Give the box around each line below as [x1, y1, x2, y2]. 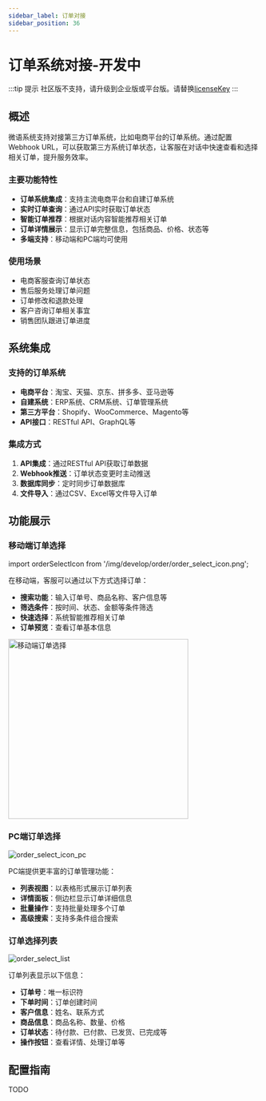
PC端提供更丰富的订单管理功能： [8, 866, 117, 876]
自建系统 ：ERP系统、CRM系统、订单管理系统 [19, 397, 169, 406]
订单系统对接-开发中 [8, 56, 141, 74]
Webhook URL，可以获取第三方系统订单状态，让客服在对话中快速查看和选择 [8, 142, 258, 152]
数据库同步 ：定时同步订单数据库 [19, 478, 125, 488]
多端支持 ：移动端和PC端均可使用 [19, 233, 128, 244]
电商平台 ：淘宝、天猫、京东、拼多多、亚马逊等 [19, 387, 174, 397]
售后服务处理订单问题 [19, 285, 90, 295]
